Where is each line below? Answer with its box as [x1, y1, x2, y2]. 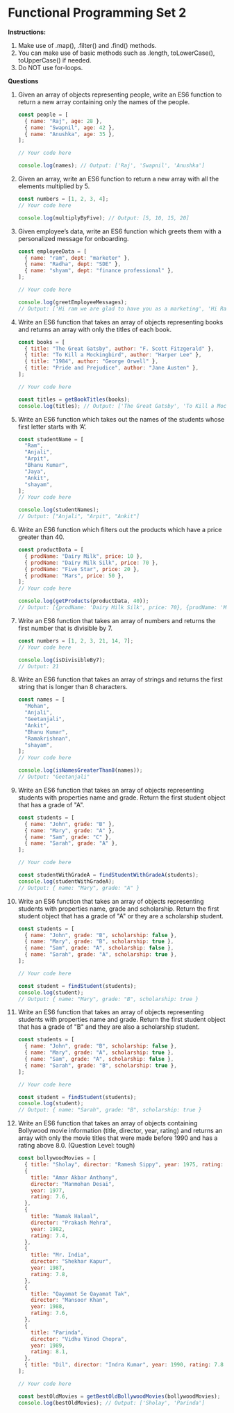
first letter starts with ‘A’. [17, 422, 87, 431]
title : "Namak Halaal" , [31, 1213, 99, 1220]
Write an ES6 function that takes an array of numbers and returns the [17, 616, 216, 625]
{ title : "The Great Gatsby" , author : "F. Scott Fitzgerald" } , [24, 345, 215, 352]
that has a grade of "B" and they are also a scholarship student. [17, 1023, 200, 1031]
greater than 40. [17, 533, 65, 541]
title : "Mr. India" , [31, 1252, 90, 1259]
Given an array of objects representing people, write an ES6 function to [17, 90, 222, 99]
